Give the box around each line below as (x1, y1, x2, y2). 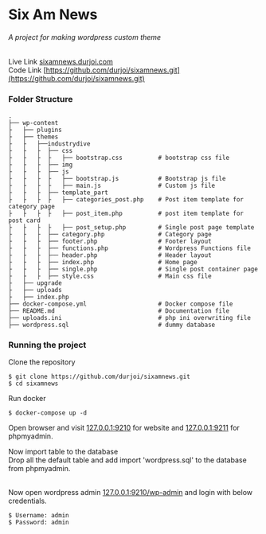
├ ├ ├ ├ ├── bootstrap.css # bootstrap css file (8, 154, 229, 162)
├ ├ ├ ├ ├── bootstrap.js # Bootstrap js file (8, 174, 226, 182)
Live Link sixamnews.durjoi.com (8, 57, 114, 67)
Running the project (8, 339, 87, 350)
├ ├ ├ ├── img (8, 161, 73, 169)
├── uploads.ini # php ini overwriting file (8, 314, 251, 322)
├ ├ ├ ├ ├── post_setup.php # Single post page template (8, 223, 255, 232)
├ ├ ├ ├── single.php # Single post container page (8, 265, 259, 273)
